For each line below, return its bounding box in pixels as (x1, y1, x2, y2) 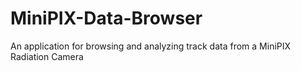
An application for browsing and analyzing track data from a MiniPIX (10, 40, 292, 52)
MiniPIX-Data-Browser (10, 7, 203, 30)
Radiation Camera (10, 50, 84, 62)
